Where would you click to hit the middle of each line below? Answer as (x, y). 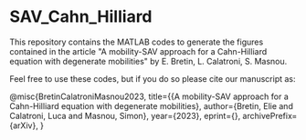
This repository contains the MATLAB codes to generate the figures (137, 42)
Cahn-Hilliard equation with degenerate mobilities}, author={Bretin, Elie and (152, 105)
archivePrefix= (270, 115)
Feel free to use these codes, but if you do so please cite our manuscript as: (153, 78)
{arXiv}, (24, 125)
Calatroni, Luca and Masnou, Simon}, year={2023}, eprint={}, (125, 115)
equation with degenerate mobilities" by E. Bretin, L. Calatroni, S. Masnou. (148, 61)
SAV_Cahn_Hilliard (81, 17)
